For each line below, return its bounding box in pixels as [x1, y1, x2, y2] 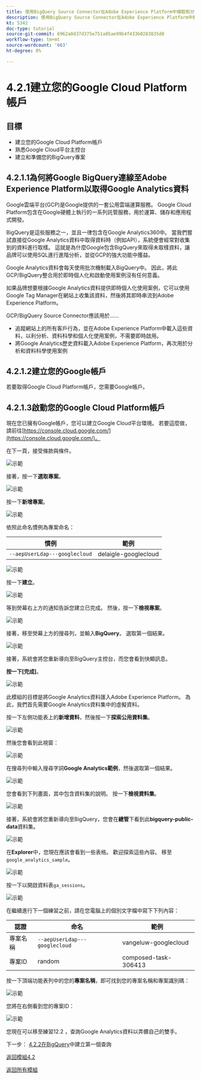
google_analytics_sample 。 [6, 856, 74, 863]
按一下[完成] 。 [6, 668, 42, 675]
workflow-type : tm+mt [6, 37, 60, 43]
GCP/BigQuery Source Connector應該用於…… [6, 312, 119, 319]
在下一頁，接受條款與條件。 [6, 447, 75, 454]
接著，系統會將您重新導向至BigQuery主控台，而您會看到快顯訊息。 [6, 655, 171, 662]
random [37, 957, 60, 966]
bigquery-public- [149, 816, 194, 823]
